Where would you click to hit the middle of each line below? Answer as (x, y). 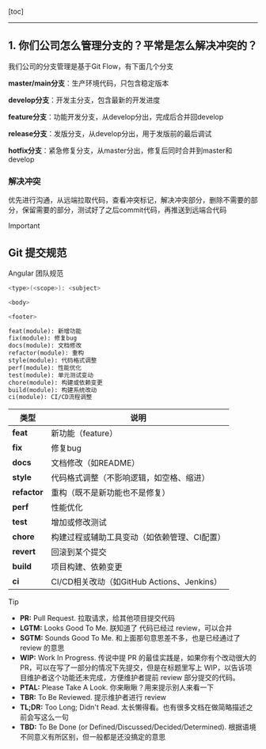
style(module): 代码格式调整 (53, 361)
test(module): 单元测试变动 (51, 375)
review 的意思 (42, 648)
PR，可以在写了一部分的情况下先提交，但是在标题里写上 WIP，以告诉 (132, 667)
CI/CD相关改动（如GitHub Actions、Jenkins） (137, 582)
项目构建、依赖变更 (87, 567)
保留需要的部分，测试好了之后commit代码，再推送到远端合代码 (124, 210)
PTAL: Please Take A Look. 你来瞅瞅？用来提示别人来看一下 (117, 687)
